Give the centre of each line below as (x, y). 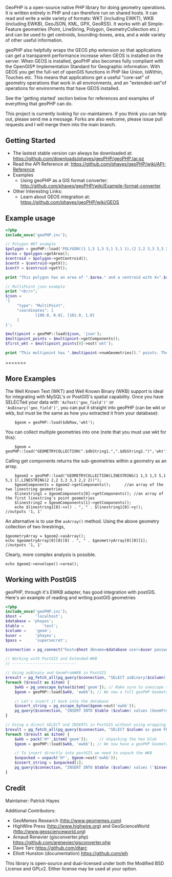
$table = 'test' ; (32, 626)
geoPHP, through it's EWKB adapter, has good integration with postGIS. (81, 592)
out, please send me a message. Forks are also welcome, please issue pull (84, 119)
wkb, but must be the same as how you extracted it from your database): (82, 413)
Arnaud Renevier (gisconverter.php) (50, 837)
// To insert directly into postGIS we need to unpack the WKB (83, 753)
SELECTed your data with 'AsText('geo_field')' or (60, 402)
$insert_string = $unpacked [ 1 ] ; (49, 763)
